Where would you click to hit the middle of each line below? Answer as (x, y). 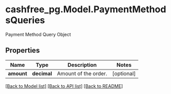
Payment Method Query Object (38, 34)
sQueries (25, 20)
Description (82, 65)
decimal (42, 74)
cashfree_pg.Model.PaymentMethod (86, 9)
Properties (23, 50)
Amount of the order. (82, 74)
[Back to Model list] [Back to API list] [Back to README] (64, 86)
